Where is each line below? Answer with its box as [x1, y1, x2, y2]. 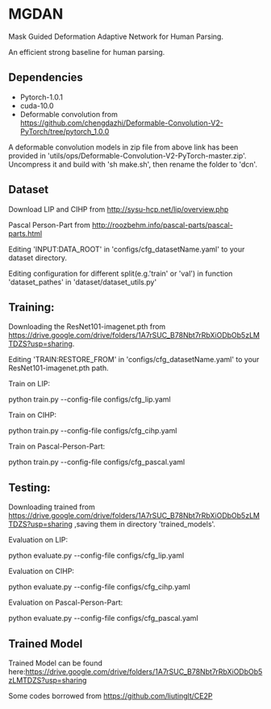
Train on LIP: [8, 379, 51, 389]
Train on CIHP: [8, 410, 56, 420]
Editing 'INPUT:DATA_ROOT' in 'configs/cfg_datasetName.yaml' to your [8, 244, 245, 254]
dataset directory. [8, 252, 67, 263]
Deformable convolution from [19, 109, 119, 119]
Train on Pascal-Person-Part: [8, 441, 106, 451]
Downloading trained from [8, 502, 95, 512]
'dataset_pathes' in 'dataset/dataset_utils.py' [8, 276, 157, 287]
